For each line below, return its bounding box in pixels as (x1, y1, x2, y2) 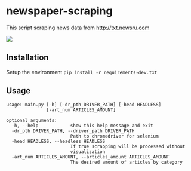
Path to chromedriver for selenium (70, 133, 159, 139)
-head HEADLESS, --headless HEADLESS (11, 138, 106, 144)
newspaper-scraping (6, 4, 113, 18)
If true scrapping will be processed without (70, 143, 186, 149)
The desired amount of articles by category (70, 159, 183, 165)
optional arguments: (6, 117, 58, 123)
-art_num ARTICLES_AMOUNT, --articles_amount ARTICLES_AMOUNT (11, 154, 170, 160)
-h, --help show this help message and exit (11, 123, 153, 129)
